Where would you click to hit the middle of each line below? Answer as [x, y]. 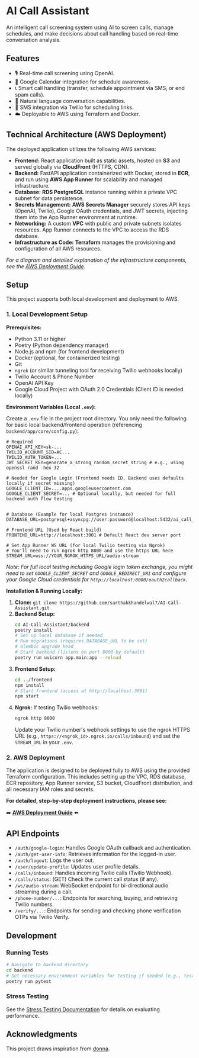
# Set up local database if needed [59, 636]
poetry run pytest [29, 981]
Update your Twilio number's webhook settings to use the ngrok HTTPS [102, 730]
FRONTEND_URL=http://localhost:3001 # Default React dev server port [94, 535]
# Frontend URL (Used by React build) [54, 530]
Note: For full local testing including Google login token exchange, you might [99, 567]
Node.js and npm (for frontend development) [69, 351]
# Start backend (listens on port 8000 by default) [80, 652]
